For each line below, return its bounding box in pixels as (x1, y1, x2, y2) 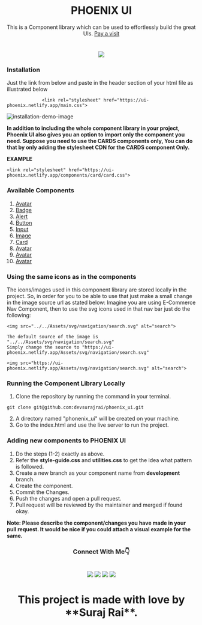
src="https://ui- (20, 360, 64, 367)
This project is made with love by (17, 593, 185, 607)
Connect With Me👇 (73, 547, 130, 556)
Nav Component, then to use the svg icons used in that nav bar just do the (7, 305, 191, 312)
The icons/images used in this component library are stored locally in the (7, 286, 187, 293)
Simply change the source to (7, 344, 80, 350)
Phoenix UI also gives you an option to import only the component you (7, 131, 185, 138)
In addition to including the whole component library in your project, (7, 124, 180, 132)
